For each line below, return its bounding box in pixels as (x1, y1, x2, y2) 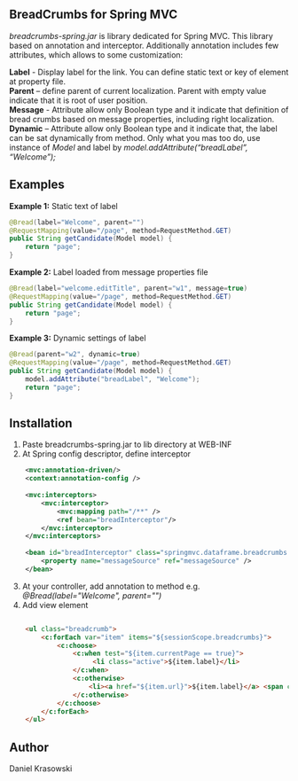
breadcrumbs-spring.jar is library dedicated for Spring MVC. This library (9, 30, 273, 41)
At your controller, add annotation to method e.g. (21, 581, 200, 591)
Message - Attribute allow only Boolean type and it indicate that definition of (9, 104, 289, 114)
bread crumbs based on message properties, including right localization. (9, 113, 275, 124)
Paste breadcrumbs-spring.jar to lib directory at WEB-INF (21, 439, 232, 450)
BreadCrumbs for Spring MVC (9, 7, 178, 22)
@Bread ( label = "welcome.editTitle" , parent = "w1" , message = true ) (9, 284, 248, 293)
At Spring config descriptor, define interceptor (21, 449, 192, 459)
